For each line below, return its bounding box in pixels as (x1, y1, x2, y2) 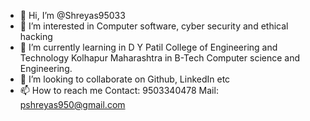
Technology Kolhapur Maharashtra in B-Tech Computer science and (19, 52, 301, 64)
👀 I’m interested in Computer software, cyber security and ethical (19, 20, 289, 32)
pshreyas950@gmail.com (19, 99, 126, 110)
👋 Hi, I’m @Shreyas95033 (19, 10, 126, 21)
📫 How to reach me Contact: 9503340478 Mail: (19, 85, 219, 96)
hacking (19, 31, 53, 42)
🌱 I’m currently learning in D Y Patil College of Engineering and (19, 41, 278, 53)
